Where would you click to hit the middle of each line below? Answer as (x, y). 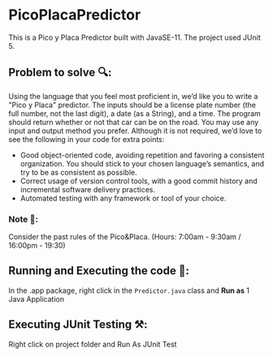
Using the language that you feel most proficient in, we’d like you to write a (133, 96)
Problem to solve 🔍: (60, 73)
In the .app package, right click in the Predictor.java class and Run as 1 (129, 290)
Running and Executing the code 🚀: (99, 271)
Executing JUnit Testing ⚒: (78, 325)
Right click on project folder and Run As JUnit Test (93, 344)
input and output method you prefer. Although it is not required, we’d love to (135, 131)
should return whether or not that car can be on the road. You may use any (134, 122)
